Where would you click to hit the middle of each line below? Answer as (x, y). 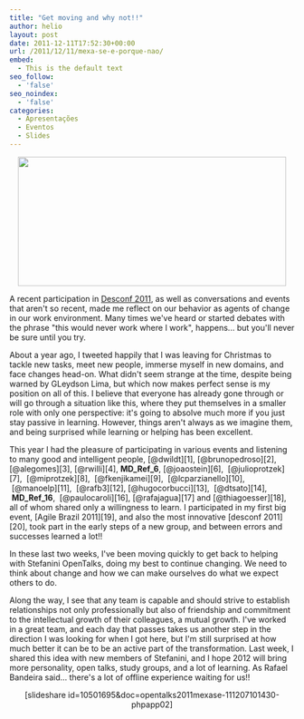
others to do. (33, 582)
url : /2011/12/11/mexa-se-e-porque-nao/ (87, 52)
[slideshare (45, 695)
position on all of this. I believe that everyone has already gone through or (147, 393)
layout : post (34, 34)
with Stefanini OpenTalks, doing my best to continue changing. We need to (148, 563)
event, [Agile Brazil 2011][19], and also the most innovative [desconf (136, 517)
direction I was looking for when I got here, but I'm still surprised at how (143, 638)
